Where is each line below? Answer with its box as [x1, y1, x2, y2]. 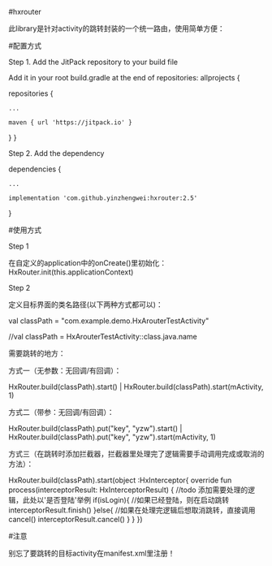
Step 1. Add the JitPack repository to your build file [8, 57, 179, 67]
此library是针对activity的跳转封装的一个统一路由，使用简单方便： [8, 24, 225, 33]
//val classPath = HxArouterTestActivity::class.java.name [8, 332, 197, 341]
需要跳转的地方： [8, 348, 66, 358]
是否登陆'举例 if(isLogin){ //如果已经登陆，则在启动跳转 [45, 495, 230, 504]
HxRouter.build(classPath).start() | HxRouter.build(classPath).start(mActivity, [8, 382, 264, 391]
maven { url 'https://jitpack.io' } [8, 119, 132, 127]
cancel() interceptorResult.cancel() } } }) [8, 515, 144, 524]
